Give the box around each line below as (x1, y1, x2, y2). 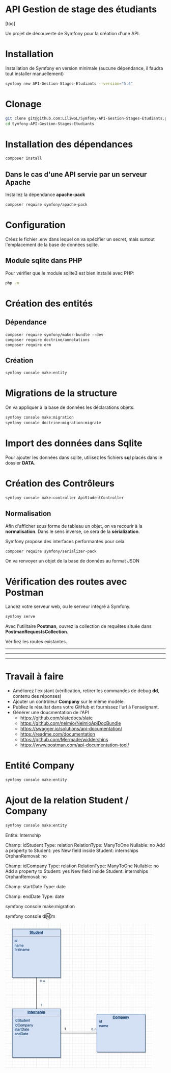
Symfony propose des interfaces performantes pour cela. (5, 538, 126, 544)
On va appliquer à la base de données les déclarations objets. (5, 404, 135, 410)
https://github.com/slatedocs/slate (20, 715, 93, 721)
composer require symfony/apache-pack (5, 202, 88, 207)
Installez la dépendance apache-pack (5, 191, 85, 198)
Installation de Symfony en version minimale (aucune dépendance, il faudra (5, 65, 163, 71)
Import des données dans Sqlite (5, 437, 142, 449)
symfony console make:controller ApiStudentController (5, 495, 124, 500)
